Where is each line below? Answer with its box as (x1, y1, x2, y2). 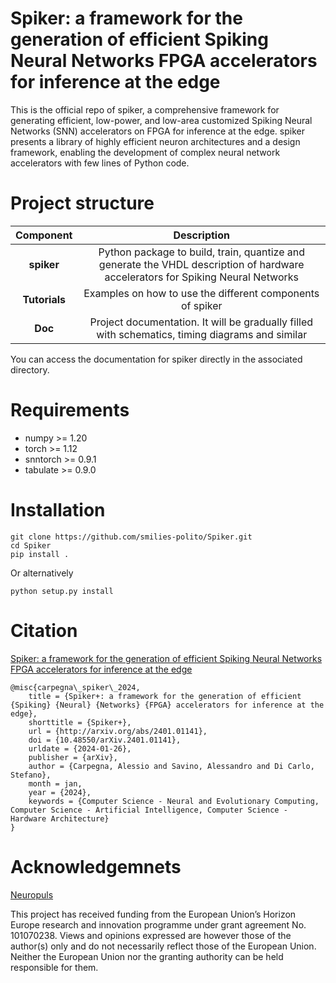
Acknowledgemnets (10, 855, 182, 878)
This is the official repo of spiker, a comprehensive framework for (10, 103, 280, 116)
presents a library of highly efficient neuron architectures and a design (10, 135, 301, 147)
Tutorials (22, 292, 66, 306)
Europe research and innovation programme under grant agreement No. (10, 918, 307, 931)
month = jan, (28, 778, 83, 789)
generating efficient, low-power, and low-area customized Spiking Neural (10, 114, 313, 126)
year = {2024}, (28, 787, 92, 797)
